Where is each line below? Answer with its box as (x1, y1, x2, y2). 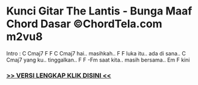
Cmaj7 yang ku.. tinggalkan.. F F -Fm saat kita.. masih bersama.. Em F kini (6, 56, 190, 63)
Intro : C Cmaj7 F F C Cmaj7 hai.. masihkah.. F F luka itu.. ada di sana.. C (6, 49, 186, 57)
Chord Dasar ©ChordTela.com (6, 17, 162, 31)
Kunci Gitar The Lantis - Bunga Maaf (6, 4, 193, 18)
